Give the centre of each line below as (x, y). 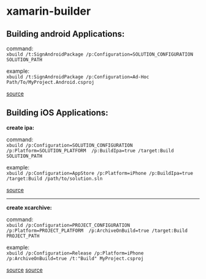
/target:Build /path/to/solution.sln (55, 179)
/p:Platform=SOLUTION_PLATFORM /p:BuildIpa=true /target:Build (90, 151)
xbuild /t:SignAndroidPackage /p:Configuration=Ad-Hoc (78, 77)
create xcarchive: (29, 207)
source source (25, 270)
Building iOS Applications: (57, 113)
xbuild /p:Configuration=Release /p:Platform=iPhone (75, 253)
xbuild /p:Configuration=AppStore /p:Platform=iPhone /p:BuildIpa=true (100, 173)
